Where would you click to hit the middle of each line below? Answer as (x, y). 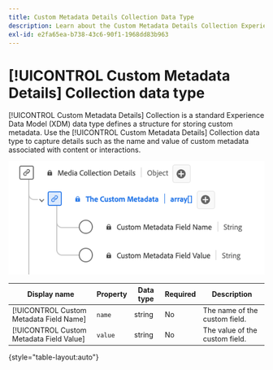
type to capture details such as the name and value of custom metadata (129, 141)
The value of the (230, 330)
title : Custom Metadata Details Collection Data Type (102, 17)
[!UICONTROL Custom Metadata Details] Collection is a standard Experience (136, 115)
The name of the (230, 310)
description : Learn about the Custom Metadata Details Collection (123, 26)
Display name (51, 294)
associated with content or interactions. (75, 150)
